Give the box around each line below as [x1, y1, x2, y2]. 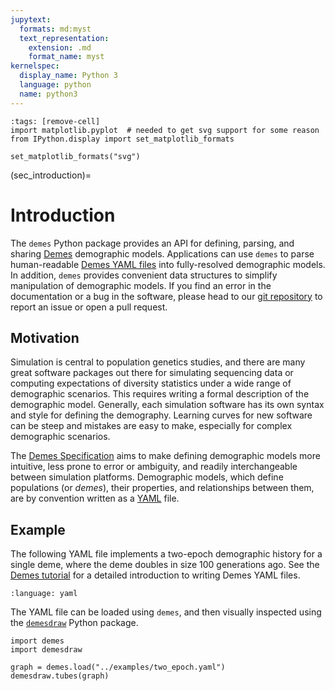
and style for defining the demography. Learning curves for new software [10, 409, 313, 421]
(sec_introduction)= [10, 169, 92, 181]
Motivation [10, 329, 80, 346]
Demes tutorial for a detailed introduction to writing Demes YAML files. [10, 569, 301, 581]
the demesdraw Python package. [10, 617, 139, 629]
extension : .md [28, 42, 92, 53]
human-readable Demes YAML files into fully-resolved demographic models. [10, 258, 326, 270]
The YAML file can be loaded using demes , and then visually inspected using [10, 606, 322, 618]
